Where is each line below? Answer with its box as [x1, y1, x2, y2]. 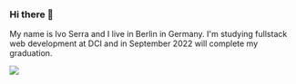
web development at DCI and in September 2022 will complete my [9, 38, 259, 49]
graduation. [9, 48, 53, 59]
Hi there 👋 [9, 8, 55, 21]
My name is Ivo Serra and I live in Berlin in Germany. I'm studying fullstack [9, 29, 288, 40]
